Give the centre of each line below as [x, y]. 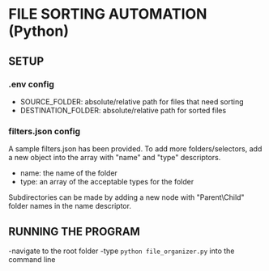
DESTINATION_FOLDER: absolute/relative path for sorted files [123, 110]
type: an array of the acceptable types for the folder [107, 182]
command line [32, 259]
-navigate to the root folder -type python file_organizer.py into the [122, 251]
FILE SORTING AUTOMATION [108, 14]
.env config [32, 84]
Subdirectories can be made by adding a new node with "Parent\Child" [126, 197]
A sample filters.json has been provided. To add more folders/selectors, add [135, 149]
